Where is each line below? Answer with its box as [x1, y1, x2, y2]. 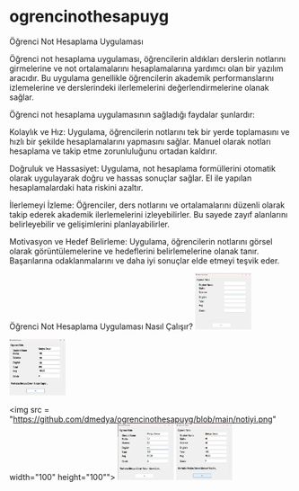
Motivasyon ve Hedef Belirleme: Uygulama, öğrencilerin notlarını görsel [9, 236, 273, 246]
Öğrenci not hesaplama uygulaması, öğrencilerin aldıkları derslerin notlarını [9, 53, 286, 64]
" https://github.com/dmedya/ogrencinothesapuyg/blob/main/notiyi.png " [9, 414, 277, 424]
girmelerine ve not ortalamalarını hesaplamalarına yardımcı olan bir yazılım [9, 63, 284, 74]
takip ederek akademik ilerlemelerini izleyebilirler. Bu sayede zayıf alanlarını [9, 209, 288, 219]
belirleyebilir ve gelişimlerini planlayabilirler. [9, 219, 171, 229]
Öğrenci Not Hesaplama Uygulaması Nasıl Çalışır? [9, 321, 193, 332]
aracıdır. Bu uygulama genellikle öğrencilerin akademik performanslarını [9, 72, 274, 83]
